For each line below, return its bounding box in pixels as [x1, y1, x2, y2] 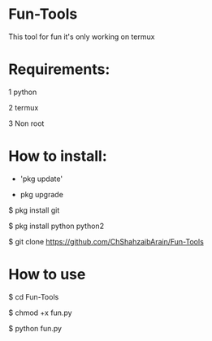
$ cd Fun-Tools [8, 291, 59, 301]
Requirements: [8, 60, 110, 79]
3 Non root [8, 119, 45, 128]
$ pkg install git [8, 205, 60, 215]
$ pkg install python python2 [8, 221, 104, 231]
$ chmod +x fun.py [8, 308, 72, 317]
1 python [8, 87, 37, 97]
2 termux [8, 102, 39, 112]
